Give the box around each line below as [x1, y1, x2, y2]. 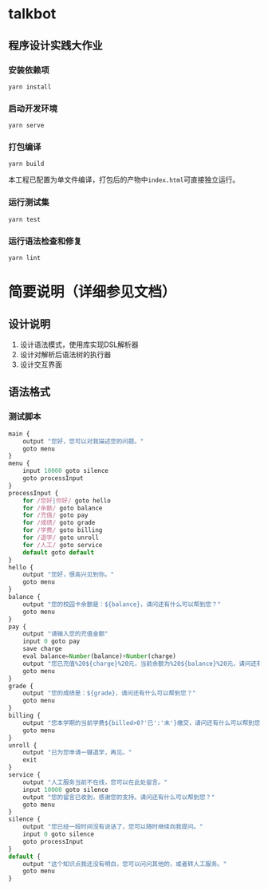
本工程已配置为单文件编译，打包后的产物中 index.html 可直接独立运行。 [8, 175, 240, 184]
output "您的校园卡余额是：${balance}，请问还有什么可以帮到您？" [22, 600, 222, 608]
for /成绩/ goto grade [22, 519, 96, 527]
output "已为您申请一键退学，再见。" [22, 749, 132, 757]
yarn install [8, 83, 52, 91]
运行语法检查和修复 [8, 235, 82, 246]
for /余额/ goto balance [22, 504, 103, 512]
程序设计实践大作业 [8, 38, 103, 52]
